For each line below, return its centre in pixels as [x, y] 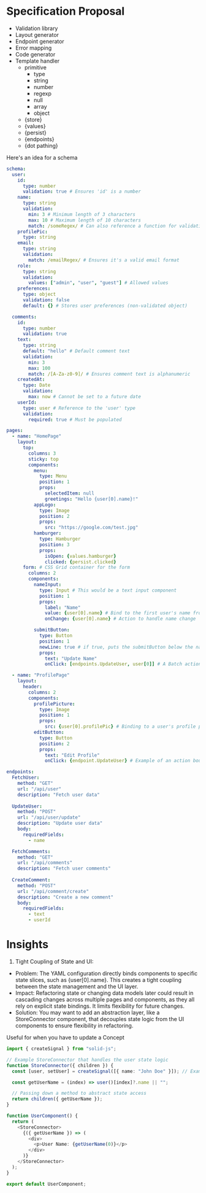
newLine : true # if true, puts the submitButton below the [116, 647]
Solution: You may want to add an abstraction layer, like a [87, 1013]
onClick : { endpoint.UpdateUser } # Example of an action [118, 761]
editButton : [49, 732]
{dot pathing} [41, 145]
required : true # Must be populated [75, 419]
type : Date [36, 385]
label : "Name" [63, 608]
